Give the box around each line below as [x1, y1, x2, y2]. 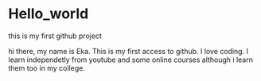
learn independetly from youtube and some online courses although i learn [8, 55, 253, 64]
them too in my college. [8, 63, 85, 72]
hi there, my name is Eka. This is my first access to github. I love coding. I [8, 46, 249, 56]
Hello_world [8, 5, 89, 23]
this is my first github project [8, 31, 102, 40]
